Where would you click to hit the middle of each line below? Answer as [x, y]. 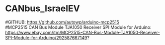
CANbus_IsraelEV [43, 9]
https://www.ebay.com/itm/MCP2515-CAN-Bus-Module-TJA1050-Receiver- [82, 32]
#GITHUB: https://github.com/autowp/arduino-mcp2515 [62, 22]
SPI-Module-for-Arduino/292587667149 [46, 38]
